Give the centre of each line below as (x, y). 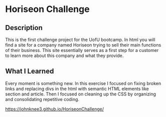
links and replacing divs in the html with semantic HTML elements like (77, 88)
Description (24, 28)
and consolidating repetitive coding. (42, 99)
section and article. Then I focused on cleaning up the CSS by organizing (81, 94)
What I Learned (30, 71)
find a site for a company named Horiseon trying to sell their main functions (83, 45)
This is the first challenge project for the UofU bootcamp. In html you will (80, 39)
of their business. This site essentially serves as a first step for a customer (82, 50)
